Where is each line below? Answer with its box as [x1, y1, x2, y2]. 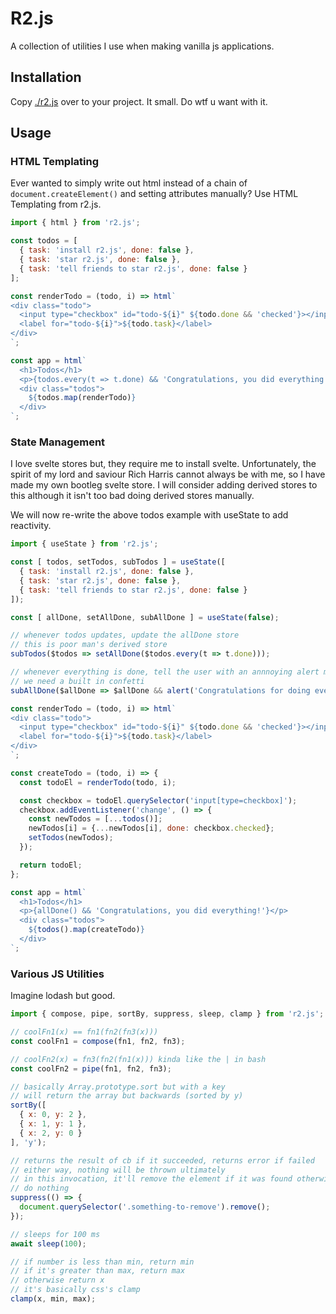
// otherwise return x [10, 1275, 105, 1286]
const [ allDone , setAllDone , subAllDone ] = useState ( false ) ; [10, 612, 280, 622]
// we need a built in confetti [10, 676, 145, 686]
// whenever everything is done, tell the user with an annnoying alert [10, 667, 320, 677]
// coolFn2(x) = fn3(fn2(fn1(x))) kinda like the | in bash [10, 1054, 267, 1064]
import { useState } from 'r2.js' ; [10, 539, 159, 549]
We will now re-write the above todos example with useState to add [10, 509, 289, 521]
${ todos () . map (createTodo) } [28, 925, 145, 935]
